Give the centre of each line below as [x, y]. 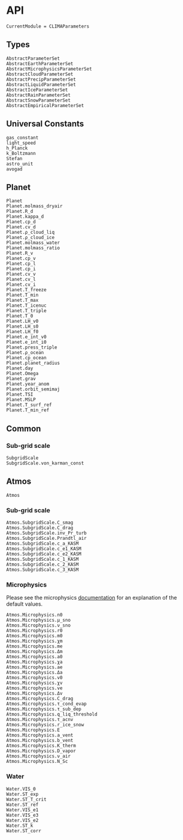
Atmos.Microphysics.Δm [34, 652]
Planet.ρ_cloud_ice [30, 238]
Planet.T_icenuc [26, 306]
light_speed [21, 143]
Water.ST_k [20, 826]
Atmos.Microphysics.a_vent [40, 735]
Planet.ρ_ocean [25, 353]
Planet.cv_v [21, 274]
